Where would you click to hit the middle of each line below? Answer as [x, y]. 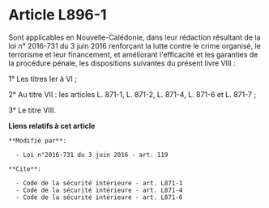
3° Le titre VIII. [32, 110]
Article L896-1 [58, 15]
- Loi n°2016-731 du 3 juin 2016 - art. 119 [92, 155]
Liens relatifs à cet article [52, 125]
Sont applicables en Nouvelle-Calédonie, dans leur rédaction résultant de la [134, 37]
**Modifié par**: [38, 140]
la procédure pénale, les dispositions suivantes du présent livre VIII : [122, 63]
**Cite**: [25, 169]
